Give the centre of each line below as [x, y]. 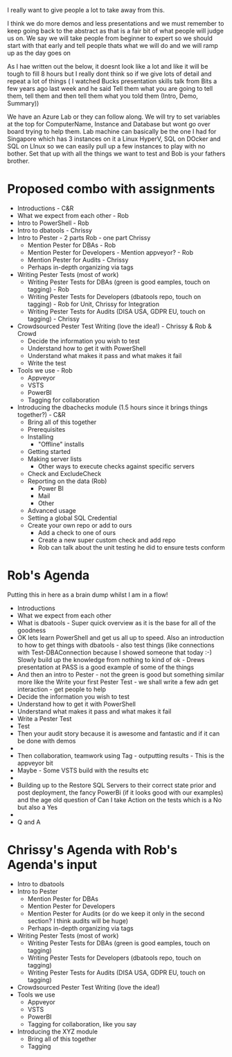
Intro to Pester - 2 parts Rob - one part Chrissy [84, 237]
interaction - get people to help [61, 689]
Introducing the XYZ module [57, 1031]
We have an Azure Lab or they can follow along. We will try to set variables [114, 117]
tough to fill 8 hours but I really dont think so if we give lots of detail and [109, 74]
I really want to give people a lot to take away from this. [86, 10]
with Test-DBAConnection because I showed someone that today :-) [115, 652]
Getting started [49, 451]
